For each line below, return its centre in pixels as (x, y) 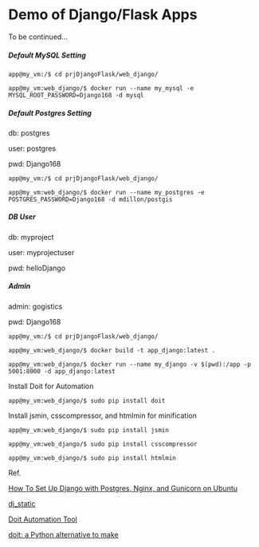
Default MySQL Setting (47, 55)
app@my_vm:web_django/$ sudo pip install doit (87, 400)
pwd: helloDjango (37, 268)
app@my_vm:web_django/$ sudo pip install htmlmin (92, 458)
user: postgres (32, 148)
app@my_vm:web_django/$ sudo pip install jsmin (89, 430)
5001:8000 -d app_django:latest (62, 371)
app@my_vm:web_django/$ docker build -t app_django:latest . (112, 350)
